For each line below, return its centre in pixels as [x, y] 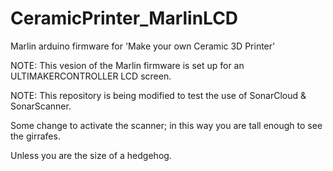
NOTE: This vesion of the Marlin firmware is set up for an [127, 65]
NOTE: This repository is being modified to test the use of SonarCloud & [158, 95]
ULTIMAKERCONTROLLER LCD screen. [91, 76]
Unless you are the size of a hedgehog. [91, 155]
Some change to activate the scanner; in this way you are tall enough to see [166, 125]
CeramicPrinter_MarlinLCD [124, 18]
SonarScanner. [41, 106]
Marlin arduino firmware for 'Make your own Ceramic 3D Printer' [143, 46]
